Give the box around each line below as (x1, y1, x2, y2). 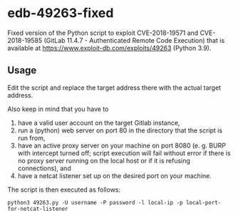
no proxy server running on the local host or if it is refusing (17, 156, 191, 165)
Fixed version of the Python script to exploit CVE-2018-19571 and (7, 28, 199, 37)
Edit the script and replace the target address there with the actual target (7, 83, 222, 92)
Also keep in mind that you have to (7, 105, 109, 113)
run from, (17, 133, 46, 142)
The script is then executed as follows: (7, 185, 121, 194)
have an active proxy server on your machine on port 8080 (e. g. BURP (17, 141, 227, 150)
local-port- (185, 199, 222, 206)
